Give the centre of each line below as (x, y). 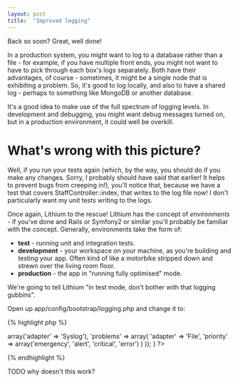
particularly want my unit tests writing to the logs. (80, 200)
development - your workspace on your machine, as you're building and (124, 251)
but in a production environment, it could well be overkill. (91, 121)
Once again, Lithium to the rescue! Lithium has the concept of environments (119, 214)
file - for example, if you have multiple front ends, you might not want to (113, 62)
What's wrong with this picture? (104, 150)
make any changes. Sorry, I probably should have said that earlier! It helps (116, 178)
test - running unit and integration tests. (76, 243)
